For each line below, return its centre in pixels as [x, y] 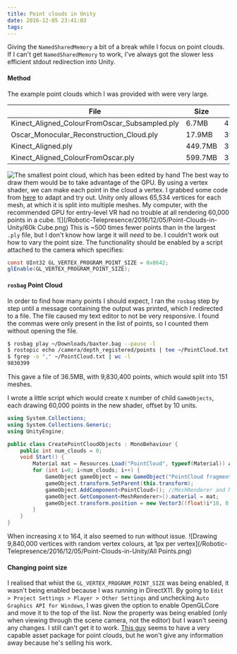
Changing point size [37, 567]
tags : [15, 27]
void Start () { [42, 457]
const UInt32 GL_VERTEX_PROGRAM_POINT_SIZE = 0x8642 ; [88, 263]
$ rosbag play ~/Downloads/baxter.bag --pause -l [82, 344]
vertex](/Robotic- [202, 544]
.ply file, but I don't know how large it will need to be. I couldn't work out [113, 235]
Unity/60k [22, 227]
